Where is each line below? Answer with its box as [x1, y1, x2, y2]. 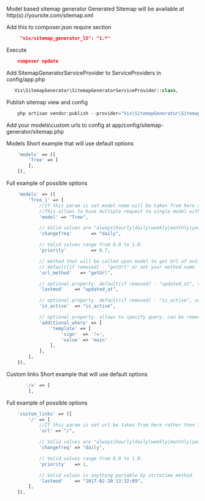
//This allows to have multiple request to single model [38, 208, 187, 214]
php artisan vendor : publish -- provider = [17, 110, 121, 117]
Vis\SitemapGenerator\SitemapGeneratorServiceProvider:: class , [14, 87, 179, 93]
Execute [6, 46, 27, 54]
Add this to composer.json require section [6, 24, 112, 31]
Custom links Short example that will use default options [6, 370, 148, 378]
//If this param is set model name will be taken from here [38, 203, 195, 209]
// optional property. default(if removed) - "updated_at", [38, 281, 195, 287]
